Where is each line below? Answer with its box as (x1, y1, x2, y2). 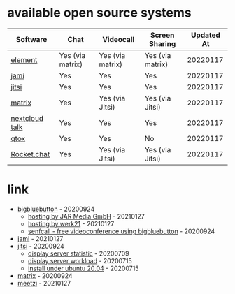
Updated (191, 30, 220, 40)
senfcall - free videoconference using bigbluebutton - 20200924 (27, 227, 215, 235)
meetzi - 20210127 (17, 279, 71, 287)
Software (15, 34, 48, 44)
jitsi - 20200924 (17, 242, 64, 250)
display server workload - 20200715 (27, 256, 133, 265)
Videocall (102, 34, 135, 44)
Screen (150, 30, 175, 40)
